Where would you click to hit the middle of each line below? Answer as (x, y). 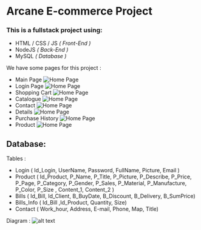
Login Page (29, 86)
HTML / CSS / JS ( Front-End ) (53, 43)
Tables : (16, 158)
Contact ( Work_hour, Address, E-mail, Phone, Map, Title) (87, 209)
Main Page (29, 79)
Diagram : (19, 221)
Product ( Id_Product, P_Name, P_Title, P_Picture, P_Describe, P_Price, (104, 177)
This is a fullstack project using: (54, 30)
